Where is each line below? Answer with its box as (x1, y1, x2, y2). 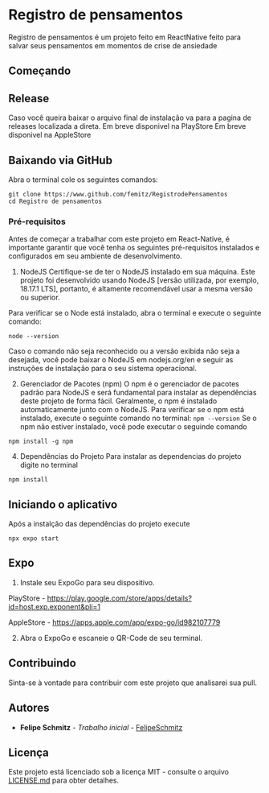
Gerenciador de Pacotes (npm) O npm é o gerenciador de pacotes (19, 379, 239, 389)
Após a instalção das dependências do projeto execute (8, 519, 190, 529)
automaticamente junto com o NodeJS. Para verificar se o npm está (19, 405, 245, 415)
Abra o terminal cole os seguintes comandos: (8, 175, 158, 184)
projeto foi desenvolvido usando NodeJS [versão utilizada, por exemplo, (19, 275, 259, 285)
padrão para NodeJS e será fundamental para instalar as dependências (19, 388, 257, 398)
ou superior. (19, 292, 60, 303)
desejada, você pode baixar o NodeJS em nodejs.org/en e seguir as (8, 355, 234, 365)
